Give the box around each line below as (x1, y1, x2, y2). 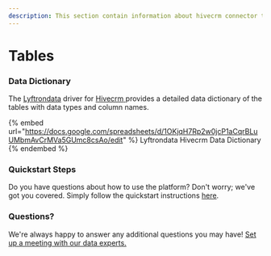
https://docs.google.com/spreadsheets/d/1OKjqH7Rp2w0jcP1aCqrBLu (24, 127, 258, 136)
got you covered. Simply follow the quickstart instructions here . (8, 191, 219, 200)
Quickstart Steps (8, 164, 77, 175)
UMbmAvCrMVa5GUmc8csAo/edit (8, 135, 123, 145)
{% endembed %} (8, 144, 69, 153)
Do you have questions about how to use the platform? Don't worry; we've (8, 183, 256, 192)
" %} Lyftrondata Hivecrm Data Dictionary (122, 135, 261, 145)
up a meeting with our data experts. (8, 237, 127, 247)
